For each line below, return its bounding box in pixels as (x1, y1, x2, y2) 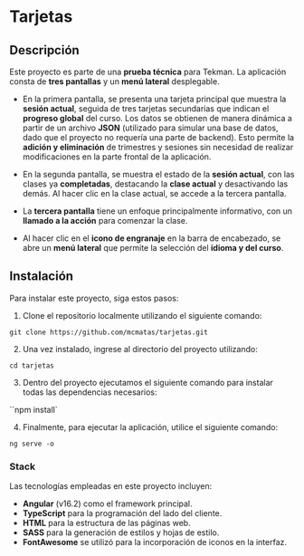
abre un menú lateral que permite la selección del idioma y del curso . (22, 243, 284, 253)
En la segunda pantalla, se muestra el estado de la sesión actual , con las (22, 169, 295, 179)
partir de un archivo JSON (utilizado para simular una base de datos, (22, 122, 279, 133)
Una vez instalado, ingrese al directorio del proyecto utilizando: (22, 343, 258, 354)
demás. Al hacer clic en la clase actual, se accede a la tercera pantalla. (22, 188, 287, 198)
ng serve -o (9, 439, 54, 448)
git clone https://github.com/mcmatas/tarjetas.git (9, 328, 208, 337)
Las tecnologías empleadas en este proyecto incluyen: (9, 481, 213, 492)
